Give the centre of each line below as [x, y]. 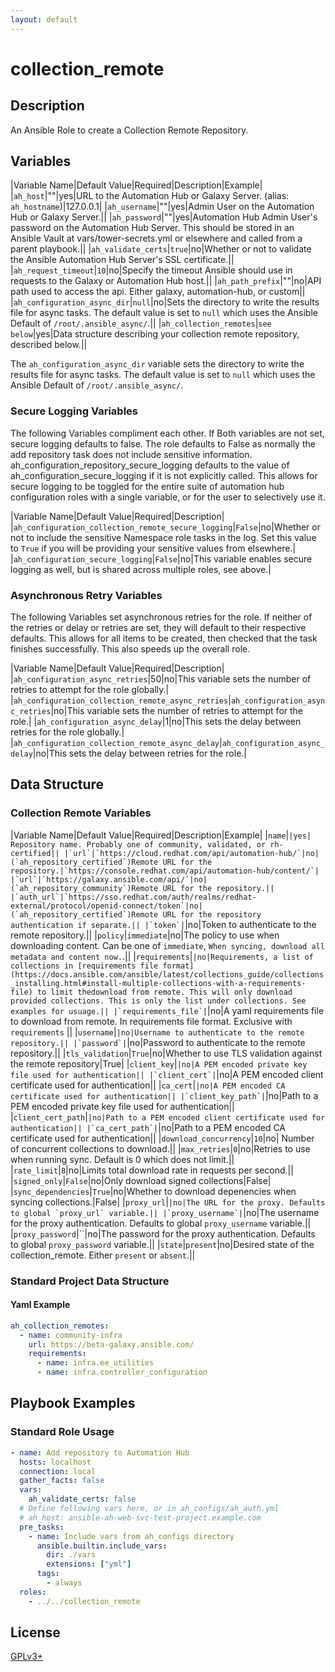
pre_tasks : [42, 1527]
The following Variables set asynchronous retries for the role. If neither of [161, 617]
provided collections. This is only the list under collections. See [158, 1001]
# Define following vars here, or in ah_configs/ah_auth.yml [149, 1509]
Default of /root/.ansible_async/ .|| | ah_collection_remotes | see [141, 323]
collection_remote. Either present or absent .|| [103, 1255]
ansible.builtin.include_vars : [102, 1546]
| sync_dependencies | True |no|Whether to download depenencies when [153, 1191]
